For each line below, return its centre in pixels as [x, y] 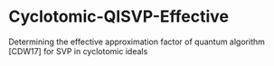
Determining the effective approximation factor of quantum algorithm [137, 42]
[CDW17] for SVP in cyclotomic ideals [78, 51]
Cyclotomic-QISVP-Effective [119, 17]
